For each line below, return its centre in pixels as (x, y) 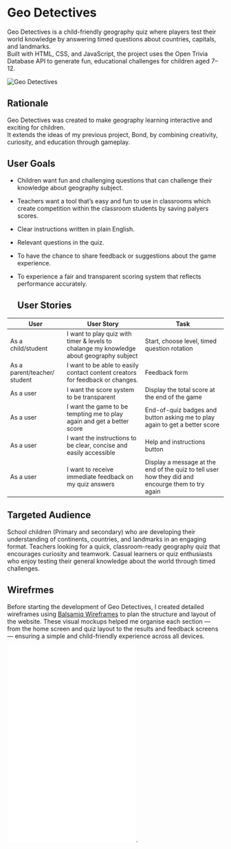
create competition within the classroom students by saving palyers (113, 208)
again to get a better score (182, 424)
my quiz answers (90, 484)
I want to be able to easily (102, 365)
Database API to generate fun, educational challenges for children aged (109, 61)
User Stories (44, 305)
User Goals (31, 164)
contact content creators (101, 373)
